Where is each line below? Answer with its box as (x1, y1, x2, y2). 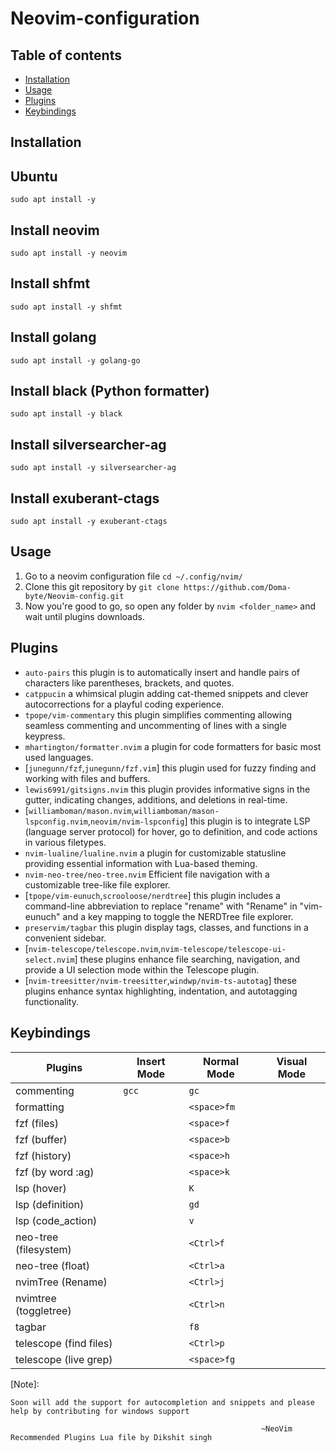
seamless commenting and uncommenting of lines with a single (24, 719, 287, 731)
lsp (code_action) (15, 1213, 98, 1227)
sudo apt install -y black (10, 409, 123, 419)
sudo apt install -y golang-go (10, 355, 141, 366)
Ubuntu (10, 168, 58, 185)
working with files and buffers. (24, 772, 151, 784)
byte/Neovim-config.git (24, 591, 125, 601)
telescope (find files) (15, 1336, 113, 1350)
